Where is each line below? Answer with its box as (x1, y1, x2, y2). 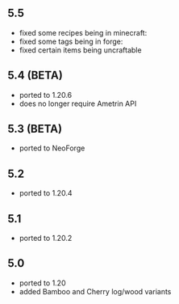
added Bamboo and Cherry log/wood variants (19, 286, 172, 296)
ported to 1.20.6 (19, 90, 73, 99)
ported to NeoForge (19, 143, 85, 153)
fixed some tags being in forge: (19, 36, 123, 46)
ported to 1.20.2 (19, 234, 73, 243)
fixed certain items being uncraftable (19, 44, 142, 55)
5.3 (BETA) (7, 122, 62, 136)
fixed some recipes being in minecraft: (19, 27, 148, 37)
